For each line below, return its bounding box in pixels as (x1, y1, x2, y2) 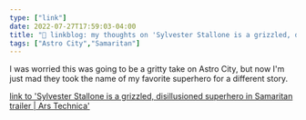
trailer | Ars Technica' (9, 101, 90, 112)
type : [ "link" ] (9, 13, 67, 23)
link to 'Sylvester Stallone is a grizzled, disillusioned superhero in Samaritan (9, 91, 293, 102)
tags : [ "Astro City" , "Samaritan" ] (9, 38, 141, 48)
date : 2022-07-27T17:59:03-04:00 (9, 22, 137, 31)
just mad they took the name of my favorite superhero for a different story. (9, 74, 289, 85)
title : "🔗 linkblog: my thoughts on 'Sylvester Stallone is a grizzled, (9, 30, 291, 39)
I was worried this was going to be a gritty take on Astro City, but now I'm (9, 64, 285, 75)
